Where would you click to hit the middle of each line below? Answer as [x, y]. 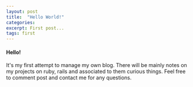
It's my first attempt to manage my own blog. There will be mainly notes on [96, 65]
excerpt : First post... [35, 28]
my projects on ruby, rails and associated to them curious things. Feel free [96, 72]
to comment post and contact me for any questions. [69, 78]
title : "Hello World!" [35, 17]
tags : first [21, 34]
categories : [21, 22]
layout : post [22, 11]
